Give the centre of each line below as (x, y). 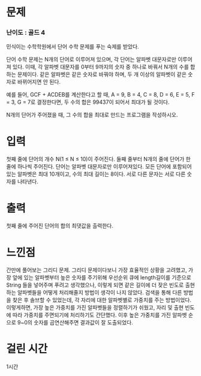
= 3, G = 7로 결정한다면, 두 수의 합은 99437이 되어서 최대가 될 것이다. (88, 102)
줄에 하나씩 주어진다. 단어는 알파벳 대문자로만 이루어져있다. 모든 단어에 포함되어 (99, 167)
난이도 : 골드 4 (26, 32)
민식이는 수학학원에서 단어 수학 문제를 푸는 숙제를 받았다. (73, 47)
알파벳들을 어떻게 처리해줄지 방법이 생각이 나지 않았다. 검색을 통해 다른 (100, 293)
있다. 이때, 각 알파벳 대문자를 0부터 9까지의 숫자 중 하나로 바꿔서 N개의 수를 (100, 67)
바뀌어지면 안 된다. (39, 82)
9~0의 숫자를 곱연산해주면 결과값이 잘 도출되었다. (75, 323)
